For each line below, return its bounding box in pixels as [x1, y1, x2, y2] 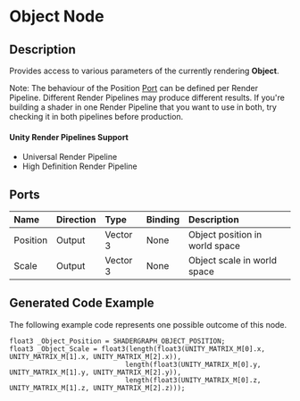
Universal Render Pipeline [21, 152, 118, 163]
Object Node [9, 6, 104, 27]
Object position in [187, 229, 262, 241]
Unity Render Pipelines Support [9, 131, 129, 142]
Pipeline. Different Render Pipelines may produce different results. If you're [9, 92, 286, 103]
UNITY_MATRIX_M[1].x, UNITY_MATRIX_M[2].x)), [9, 352, 181, 361]
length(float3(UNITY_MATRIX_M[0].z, [124, 375, 262, 385]
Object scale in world [187, 255, 278, 267]
